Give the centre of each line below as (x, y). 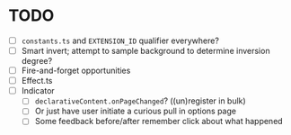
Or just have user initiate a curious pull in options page (136, 111)
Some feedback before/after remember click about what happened (159, 121)
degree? (37, 61)
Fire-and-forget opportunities (76, 71)
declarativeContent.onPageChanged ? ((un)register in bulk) (140, 101)
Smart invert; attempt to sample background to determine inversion (145, 51)
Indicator (38, 91)
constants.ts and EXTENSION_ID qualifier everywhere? (120, 40)
